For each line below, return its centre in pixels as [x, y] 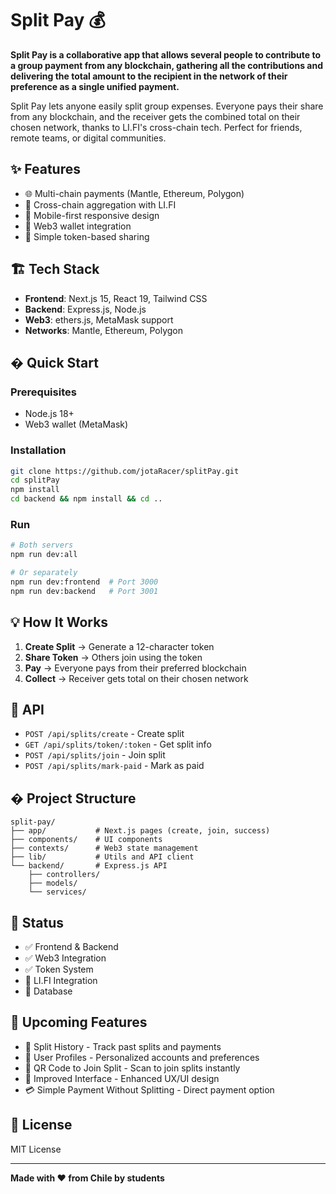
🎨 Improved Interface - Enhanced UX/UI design [122, 1078]
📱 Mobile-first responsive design [92, 215]
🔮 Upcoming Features [79, 1022]
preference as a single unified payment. [95, 86]
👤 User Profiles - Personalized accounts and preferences [142, 1057]
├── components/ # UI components [86, 840]
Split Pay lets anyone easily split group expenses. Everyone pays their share [167, 106]
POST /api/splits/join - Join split [95, 755]
